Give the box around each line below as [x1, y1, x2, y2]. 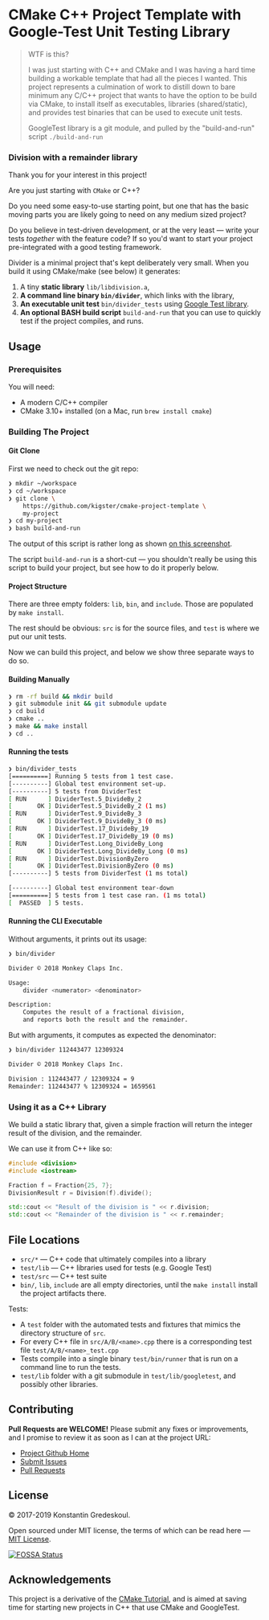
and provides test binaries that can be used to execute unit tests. [27, 107, 243, 117]
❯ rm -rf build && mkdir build [8, 692, 113, 700]
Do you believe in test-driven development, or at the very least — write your [8, 225, 259, 235]
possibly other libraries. [19, 1379, 99, 1388]
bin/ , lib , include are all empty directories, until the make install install [19, 1280, 259, 1290]
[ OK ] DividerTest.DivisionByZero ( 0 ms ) [8, 862, 174, 870]
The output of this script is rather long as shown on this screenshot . [8, 539, 233, 548]
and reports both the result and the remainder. [22, 1015, 189, 1024]
